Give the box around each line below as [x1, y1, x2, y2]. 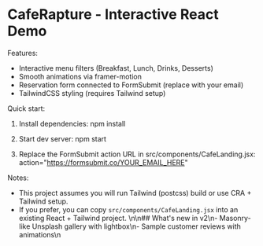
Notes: [7, 173, 29, 182]
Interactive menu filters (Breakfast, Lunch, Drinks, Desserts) [18, 63, 213, 72]
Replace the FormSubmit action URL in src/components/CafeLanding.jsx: [18, 149, 256, 159]
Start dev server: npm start [18, 134, 107, 143]
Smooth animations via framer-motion [18, 72, 143, 81]
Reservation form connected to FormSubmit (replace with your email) [18, 80, 244, 90]
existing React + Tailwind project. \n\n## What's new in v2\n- [18, 213, 218, 222]
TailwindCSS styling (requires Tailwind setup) [18, 88, 166, 97]
